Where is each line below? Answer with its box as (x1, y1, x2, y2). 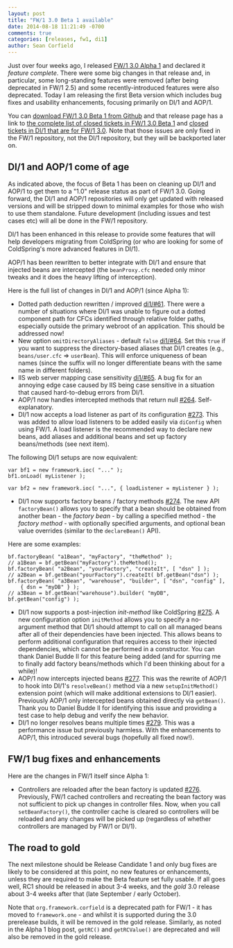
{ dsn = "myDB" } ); (20, 583, 80, 590)
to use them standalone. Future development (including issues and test (8, 209, 211, 217)
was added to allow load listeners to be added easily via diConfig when (17, 417, 222, 426)
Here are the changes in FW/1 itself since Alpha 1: (8, 771, 149, 780)
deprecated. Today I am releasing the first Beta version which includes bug (8, 91, 223, 99)
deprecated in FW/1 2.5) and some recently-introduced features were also (8, 84, 219, 92)
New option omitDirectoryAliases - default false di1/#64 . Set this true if (17, 336, 226, 345)
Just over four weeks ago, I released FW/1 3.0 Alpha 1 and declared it (8, 62, 205, 69)
